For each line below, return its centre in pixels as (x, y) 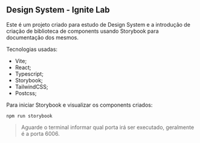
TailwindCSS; (31, 87)
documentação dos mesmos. (42, 37)
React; (23, 67)
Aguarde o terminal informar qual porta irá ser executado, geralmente (108, 127)
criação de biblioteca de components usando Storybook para (82, 31)
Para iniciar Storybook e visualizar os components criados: (79, 105)
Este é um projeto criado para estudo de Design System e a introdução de (98, 24)
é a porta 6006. (40, 133)
